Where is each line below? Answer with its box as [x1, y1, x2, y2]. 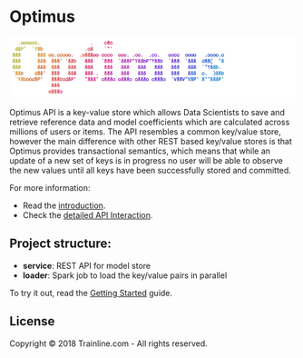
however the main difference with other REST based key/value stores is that [9, 136, 293, 147]
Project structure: [9, 236, 112, 252]
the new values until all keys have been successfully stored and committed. [9, 165, 292, 176]
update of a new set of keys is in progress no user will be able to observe [9, 155, 283, 166]
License [9, 313, 55, 329]
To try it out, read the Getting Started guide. [9, 287, 173, 298]
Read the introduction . [22, 200, 106, 211]
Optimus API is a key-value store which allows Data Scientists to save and [9, 107, 286, 118]
